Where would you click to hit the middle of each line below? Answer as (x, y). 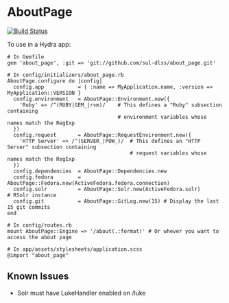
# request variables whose (168, 153)
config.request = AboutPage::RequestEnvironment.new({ (103, 135)
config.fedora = (47, 177)
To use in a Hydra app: (39, 44)
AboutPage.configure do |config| (55, 81)
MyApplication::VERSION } (44, 93)
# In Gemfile (26, 57)
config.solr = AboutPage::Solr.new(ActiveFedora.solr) (107, 189)
